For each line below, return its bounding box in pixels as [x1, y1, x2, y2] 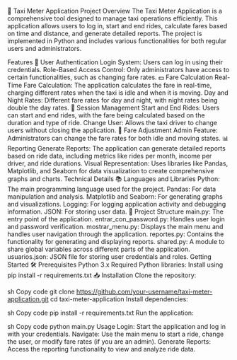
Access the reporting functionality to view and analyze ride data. [7, 345, 196, 353]
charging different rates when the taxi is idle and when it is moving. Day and [7, 88, 229, 97]
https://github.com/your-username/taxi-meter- [76, 287, 213, 296]
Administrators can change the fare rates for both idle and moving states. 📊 [7, 134, 229, 142]
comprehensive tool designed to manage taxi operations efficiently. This [7, 14, 218, 23]
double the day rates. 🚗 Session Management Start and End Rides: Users [7, 103, 220, 112]
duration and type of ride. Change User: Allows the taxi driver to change [7, 119, 218, 127]
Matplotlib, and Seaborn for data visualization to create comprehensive [7, 167, 214, 175]
